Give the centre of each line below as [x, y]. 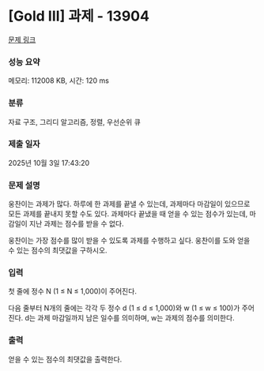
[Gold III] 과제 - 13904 [79, 16]
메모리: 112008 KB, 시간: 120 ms [58, 81]
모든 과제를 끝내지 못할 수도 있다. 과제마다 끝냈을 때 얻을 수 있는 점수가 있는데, [128, 214]
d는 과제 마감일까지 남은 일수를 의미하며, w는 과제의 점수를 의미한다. [130, 318]
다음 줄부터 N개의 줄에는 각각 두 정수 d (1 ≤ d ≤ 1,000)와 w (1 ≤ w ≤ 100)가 [124, 308]
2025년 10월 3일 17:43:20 [49, 163]
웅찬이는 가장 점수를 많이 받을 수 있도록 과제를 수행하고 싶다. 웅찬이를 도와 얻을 [129, 241]
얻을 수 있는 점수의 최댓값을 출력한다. [65, 359]
